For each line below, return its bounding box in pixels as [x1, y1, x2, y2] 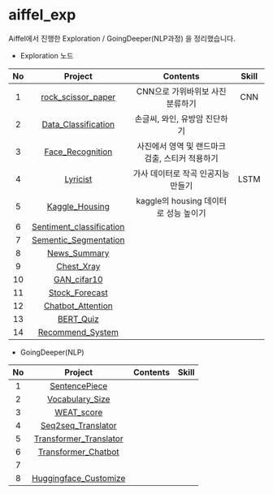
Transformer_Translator [33, 432, 123, 444]
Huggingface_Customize [32, 472, 126, 483]
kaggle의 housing [136, 195, 202, 206]
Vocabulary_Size [47, 393, 110, 405]
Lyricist [64, 173, 93, 184]
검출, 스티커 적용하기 [144, 152, 219, 164]
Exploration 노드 [19, 50, 74, 60]
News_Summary [47, 247, 110, 259]
